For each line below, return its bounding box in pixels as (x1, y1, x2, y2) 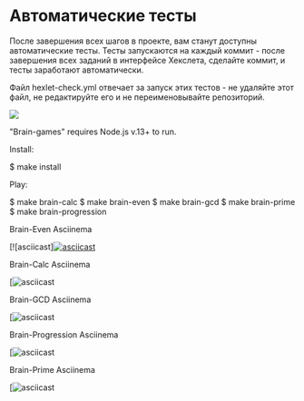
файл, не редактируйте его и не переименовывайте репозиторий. (9, 92, 265, 103)
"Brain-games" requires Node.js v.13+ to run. (9, 126, 177, 137)
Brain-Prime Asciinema (9, 364, 95, 375)
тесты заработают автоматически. (9, 64, 144, 75)
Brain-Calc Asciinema (9, 259, 91, 269)
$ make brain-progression (9, 206, 107, 217)
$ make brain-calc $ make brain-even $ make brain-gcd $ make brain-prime (9, 196, 296, 207)
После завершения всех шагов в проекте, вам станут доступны (9, 35, 257, 46)
